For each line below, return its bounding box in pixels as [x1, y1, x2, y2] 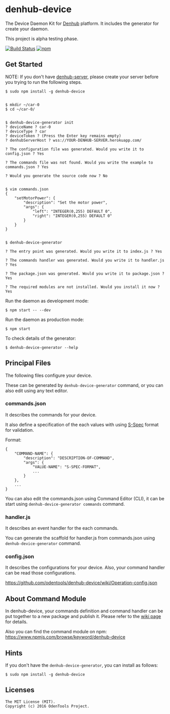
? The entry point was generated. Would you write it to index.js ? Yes [5, 249, 162, 254]
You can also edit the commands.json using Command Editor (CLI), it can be [5, 495, 165, 501]
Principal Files [5, 359, 51, 368]
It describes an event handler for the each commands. [5, 525, 119, 531]
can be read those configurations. [5, 570, 76, 576]
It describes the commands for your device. [5, 411, 97, 417]
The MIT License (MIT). [5, 699, 56, 704]
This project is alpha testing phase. [5, 36, 79, 42]
